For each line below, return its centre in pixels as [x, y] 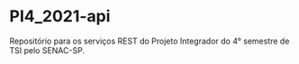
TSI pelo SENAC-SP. [47, 50]
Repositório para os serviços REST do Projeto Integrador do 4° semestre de [149, 41]
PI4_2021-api [60, 16]
